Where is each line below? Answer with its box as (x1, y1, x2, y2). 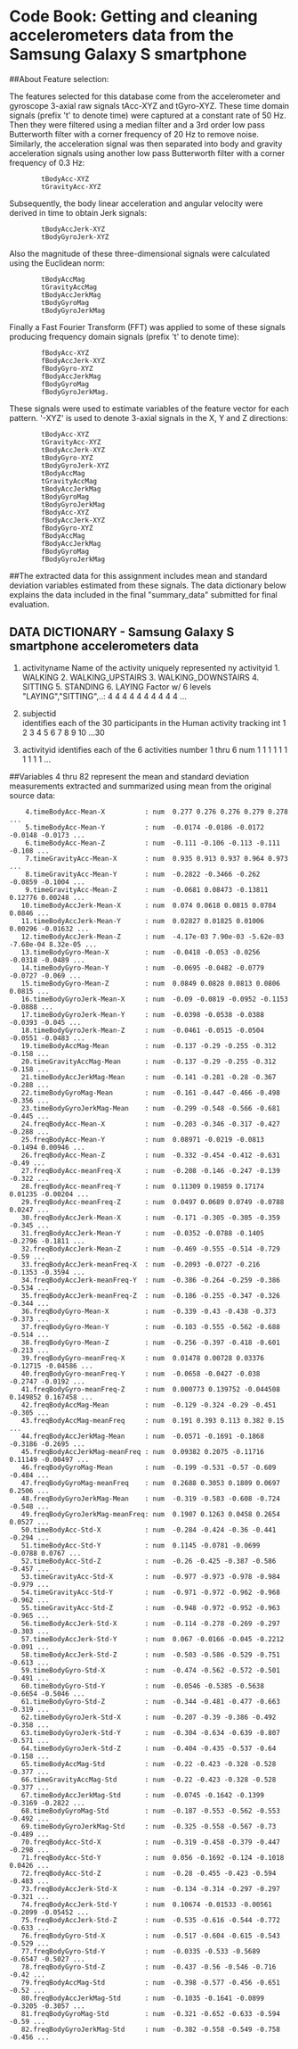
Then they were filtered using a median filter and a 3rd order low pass (9, 119, 265, 130)
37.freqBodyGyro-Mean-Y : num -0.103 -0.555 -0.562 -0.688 (20, 1322, 280, 1331)
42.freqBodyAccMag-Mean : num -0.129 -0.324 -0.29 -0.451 (20, 1400, 277, 1409)
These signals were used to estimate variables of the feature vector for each (9, 403, 289, 414)
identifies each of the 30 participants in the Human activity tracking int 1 (21, 717, 286, 728)
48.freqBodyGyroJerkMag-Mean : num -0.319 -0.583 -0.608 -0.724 (20, 1494, 280, 1503)
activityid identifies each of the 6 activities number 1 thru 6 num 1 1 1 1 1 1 (21, 744, 287, 755)
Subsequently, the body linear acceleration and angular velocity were (9, 198, 264, 209)
